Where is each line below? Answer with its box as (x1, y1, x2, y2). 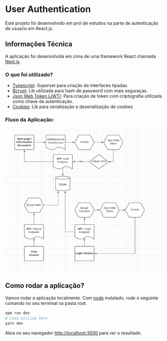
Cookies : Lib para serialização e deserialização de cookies (12, 104, 133, 110)
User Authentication (5, 4, 91, 15)
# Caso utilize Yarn (5, 315, 48, 321)
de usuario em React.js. (5, 25, 54, 31)
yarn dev (5, 321, 23, 326)
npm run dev (5, 310, 30, 315)
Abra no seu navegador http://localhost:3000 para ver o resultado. (5, 330, 142, 336)
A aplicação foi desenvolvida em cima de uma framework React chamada (5, 53, 156, 59)
